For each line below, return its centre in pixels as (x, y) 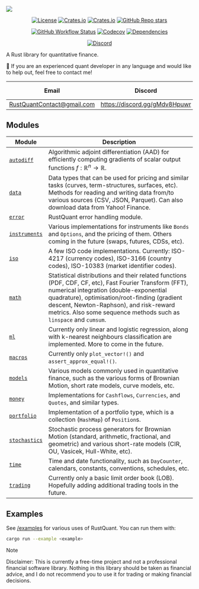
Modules (23, 125)
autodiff (21, 160)
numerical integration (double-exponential (107, 290)
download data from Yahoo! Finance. (99, 208)
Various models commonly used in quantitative (113, 371)
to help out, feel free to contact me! (49, 72)
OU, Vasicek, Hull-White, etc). (90, 451)
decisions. (19, 580)
